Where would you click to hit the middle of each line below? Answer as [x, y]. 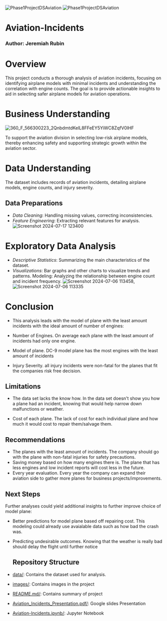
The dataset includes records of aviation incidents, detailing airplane [76, 182]
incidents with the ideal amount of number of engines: [68, 326]
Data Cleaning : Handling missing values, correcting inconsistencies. [83, 215]
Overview [26, 64]
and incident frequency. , [73, 281]
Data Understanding [48, 169]
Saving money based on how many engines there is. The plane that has [86, 463]
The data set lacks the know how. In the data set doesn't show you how [86, 398]
